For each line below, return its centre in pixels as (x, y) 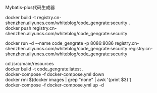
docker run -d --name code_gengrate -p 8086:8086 (60, 43)
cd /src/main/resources (30, 64)
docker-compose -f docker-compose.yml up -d (55, 85)
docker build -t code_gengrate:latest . (44, 69)
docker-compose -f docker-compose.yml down (55, 74)
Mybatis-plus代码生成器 (30, 7)
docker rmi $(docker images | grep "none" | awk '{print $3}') (68, 80)
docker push (18, 28)
